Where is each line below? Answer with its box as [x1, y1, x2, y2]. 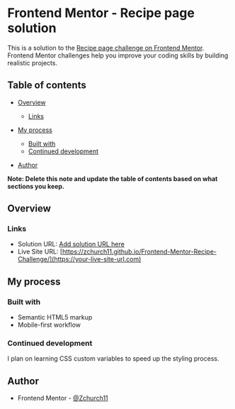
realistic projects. [7, 58, 58, 67]
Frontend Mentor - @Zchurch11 [17, 394, 108, 403]
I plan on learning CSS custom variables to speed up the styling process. [7, 354, 219, 363]
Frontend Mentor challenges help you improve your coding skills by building [7, 51, 229, 60]
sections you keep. [7, 182, 65, 190]
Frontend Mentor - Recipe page [7, 5, 195, 21]
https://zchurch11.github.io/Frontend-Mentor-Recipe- [62, 247, 217, 256]
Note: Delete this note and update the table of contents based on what [7, 174, 218, 182]
